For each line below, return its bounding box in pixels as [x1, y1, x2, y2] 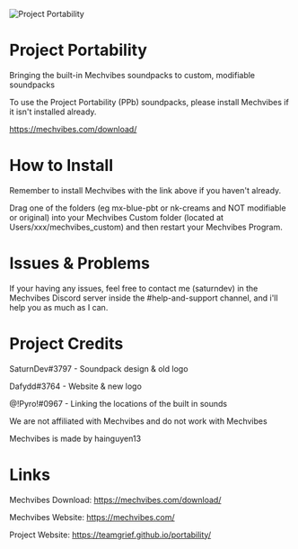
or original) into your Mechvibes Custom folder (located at [9, 211, 224, 222]
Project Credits [9, 334, 124, 354]
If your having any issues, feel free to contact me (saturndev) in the [9, 283, 259, 293]
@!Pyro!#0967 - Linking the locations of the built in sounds [9, 398, 227, 409]
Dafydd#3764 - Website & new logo [9, 381, 142, 391]
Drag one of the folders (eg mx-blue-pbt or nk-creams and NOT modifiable [9, 202, 286, 213]
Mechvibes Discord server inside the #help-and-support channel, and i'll [9, 292, 278, 303]
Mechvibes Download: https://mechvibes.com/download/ [9, 494, 222, 505]
